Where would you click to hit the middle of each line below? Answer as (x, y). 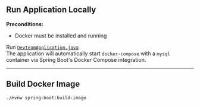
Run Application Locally (51, 10)
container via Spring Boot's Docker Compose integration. (76, 59)
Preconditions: (25, 24)
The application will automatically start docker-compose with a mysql (88, 53)
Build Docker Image (43, 84)
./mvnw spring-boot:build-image (46, 97)
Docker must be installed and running (61, 36)
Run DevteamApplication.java (43, 47)
